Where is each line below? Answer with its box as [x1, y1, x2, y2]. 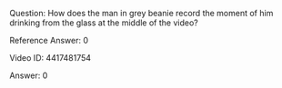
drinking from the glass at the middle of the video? [9, 17, 198, 28]
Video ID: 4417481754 [9, 53, 92, 63]
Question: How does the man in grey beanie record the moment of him [9, 8, 274, 18]
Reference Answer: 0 [9, 35, 89, 45]
